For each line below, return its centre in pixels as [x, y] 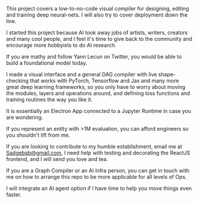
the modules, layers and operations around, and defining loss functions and [98, 93]
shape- [167, 74]
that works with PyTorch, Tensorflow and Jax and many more [104, 80]
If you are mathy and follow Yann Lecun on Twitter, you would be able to [94, 57]
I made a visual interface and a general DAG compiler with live [82, 74]
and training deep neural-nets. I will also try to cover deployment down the [97, 15]
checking [17, 80]
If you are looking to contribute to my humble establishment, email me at [94, 146]
